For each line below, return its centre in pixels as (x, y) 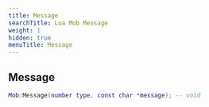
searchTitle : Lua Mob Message (58, 23)
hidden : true (30, 38)
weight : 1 (25, 30)
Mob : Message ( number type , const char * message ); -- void (104, 95)
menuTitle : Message (41, 45)
